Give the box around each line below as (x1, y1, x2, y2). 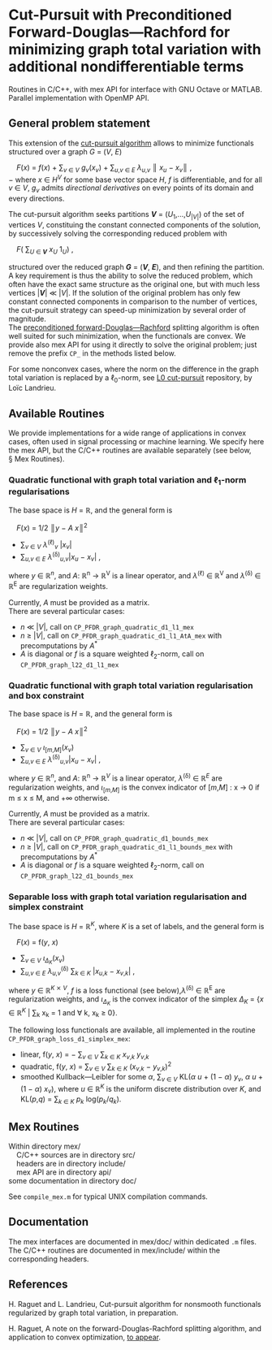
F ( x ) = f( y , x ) (15, 937, 58, 947)
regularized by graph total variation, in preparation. (8, 1308, 179, 1318)
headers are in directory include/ (15, 1159, 126, 1169)
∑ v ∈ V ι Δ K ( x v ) (19, 953, 65, 966)
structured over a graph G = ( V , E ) (8, 146, 123, 156)
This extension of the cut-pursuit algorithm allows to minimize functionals (8, 138, 254, 148)
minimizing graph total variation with (8, 41, 261, 58)
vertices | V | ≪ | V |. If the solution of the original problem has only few (8, 288, 241, 297)
